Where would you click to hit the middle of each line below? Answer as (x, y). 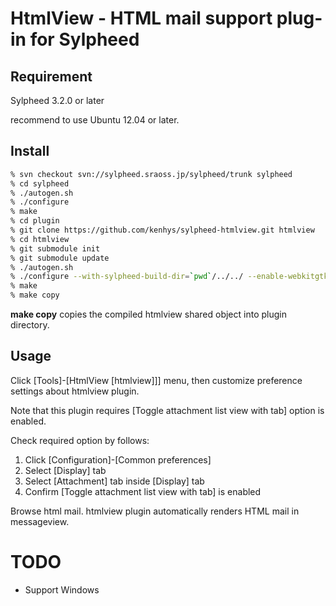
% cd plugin (35, 221)
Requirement (51, 76)
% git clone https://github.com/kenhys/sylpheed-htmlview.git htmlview (162, 230)
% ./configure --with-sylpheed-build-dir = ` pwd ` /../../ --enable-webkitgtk (169, 277)
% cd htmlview (40, 239)
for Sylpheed (84, 39)
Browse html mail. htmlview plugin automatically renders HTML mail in (155, 511)
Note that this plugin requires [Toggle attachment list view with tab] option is (167, 410)
